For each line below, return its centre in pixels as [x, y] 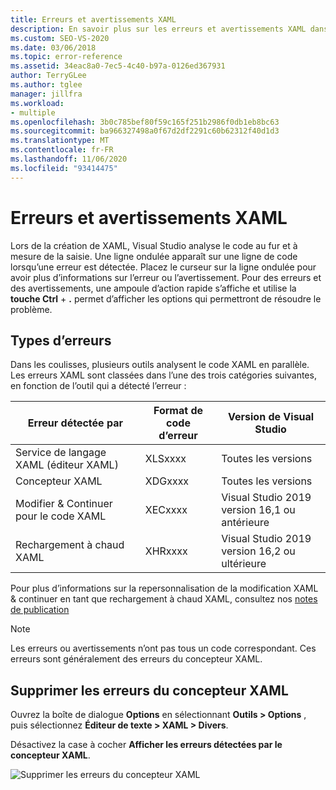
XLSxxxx [165, 459]
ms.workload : [37, 103]
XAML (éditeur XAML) [67, 465]
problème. [31, 309]
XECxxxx [166, 510]
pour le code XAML [61, 516]
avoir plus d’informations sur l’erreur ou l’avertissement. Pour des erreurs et [166, 277]
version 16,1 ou [258, 510]
